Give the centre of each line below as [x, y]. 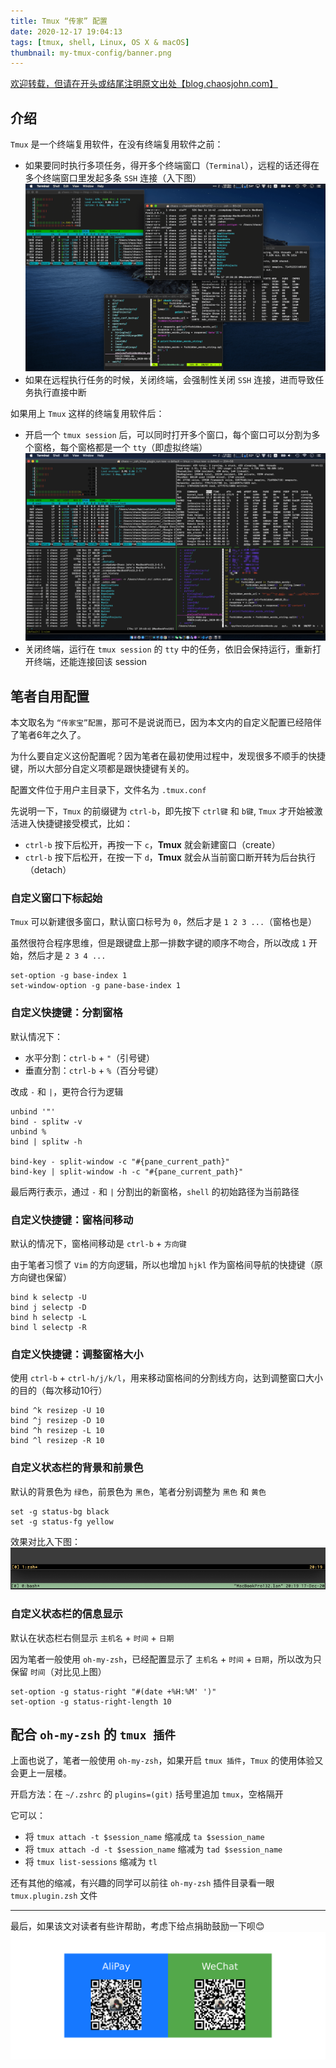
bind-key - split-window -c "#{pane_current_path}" [120, 1161]
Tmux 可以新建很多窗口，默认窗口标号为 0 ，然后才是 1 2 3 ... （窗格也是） [164, 922]
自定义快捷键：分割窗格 [66, 1013]
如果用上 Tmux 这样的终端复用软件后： [87, 414]
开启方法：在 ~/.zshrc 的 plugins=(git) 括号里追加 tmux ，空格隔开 [147, 1794]
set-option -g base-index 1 [69, 976]
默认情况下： [36, 1036]
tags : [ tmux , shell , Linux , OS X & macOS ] [100, 42]
